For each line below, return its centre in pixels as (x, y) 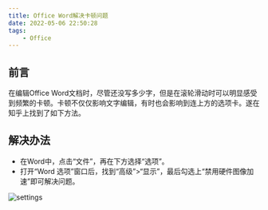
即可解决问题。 (55, 181)
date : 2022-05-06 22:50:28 (53, 23)
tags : (17, 30)
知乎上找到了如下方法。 (47, 113)
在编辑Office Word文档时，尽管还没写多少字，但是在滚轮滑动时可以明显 (126, 93)
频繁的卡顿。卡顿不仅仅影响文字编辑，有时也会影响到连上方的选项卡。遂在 (137, 103)
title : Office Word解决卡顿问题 (59, 16)
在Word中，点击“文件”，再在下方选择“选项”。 (94, 161)
